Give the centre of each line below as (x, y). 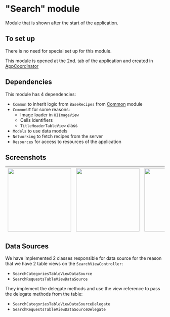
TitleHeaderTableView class (49, 125)
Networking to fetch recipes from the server (58, 136)
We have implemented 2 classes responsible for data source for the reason (83, 258)
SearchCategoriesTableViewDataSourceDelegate (61, 304)
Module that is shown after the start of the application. (62, 23)
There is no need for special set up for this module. (59, 51)
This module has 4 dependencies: (41, 94)
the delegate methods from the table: (44, 294)
